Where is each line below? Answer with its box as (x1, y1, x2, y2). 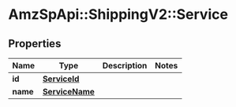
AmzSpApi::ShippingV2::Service (8, 6, 229, 24)
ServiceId (42, 73, 80, 84)
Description (102, 61, 148, 71)
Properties (8, 37, 62, 50)
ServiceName (42, 87, 95, 97)
